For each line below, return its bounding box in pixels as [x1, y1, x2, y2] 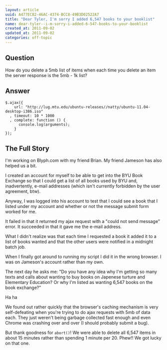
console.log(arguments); [18, 122, 70, 127]
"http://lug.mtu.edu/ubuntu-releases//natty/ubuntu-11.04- [25, 104, 151, 109]
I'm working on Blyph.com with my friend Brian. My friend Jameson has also [5, 157, 162, 163]
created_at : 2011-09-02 [5, 26, 55, 31]
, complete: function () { [9, 117, 66, 122]
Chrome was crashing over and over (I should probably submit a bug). [5, 320, 149, 326]
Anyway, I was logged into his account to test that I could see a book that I [5, 198, 158, 204]
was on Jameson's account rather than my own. [5, 259, 104, 265]
